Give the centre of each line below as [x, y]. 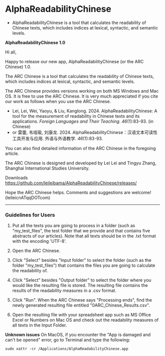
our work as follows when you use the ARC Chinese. [58, 101]
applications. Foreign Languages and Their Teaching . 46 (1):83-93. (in [83, 121]
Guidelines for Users [30, 215]
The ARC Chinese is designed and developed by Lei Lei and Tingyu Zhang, [81, 163]
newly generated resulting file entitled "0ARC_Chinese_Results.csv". [81, 305]
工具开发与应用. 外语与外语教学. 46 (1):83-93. [57, 138]
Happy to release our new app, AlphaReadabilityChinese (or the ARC [74, 61]
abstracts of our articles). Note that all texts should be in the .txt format [84, 236]
